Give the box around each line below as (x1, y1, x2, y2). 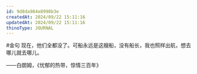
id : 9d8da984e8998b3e (6, 8, 59, 15)
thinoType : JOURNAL (6, 25, 54, 31)
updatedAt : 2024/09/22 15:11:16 (6, 19, 85, 25)
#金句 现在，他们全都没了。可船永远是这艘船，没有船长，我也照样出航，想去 (6, 42, 191, 49)
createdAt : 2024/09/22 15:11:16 (6, 14, 85, 20)
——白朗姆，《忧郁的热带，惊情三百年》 (6, 62, 102, 69)
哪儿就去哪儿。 (6, 49, 42, 56)
